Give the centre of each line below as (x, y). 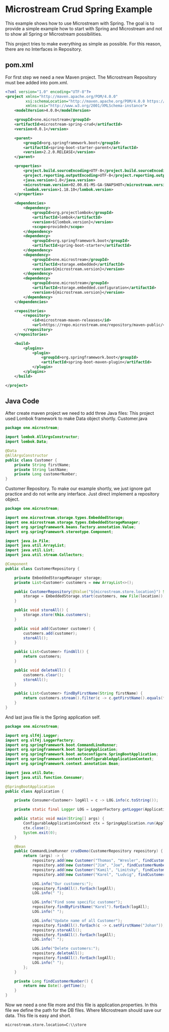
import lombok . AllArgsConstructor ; (43, 437)
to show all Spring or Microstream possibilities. (54, 34)
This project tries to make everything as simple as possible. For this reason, (83, 43)
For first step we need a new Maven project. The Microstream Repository (81, 77)
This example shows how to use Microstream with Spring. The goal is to (80, 23)
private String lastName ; (41, 470)
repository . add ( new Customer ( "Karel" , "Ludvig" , (84, 875)
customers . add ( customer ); (51, 633)
